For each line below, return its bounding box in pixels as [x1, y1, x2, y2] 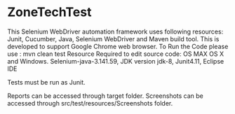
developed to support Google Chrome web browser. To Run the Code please [7, 42, 229, 50]
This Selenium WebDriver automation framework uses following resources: [7, 27, 224, 36]
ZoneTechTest [7, 4, 92, 20]
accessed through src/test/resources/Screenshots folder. [7, 99, 173, 107]
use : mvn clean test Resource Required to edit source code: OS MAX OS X [7, 50, 224, 58]
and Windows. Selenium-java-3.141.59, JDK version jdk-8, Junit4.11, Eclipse [7, 57, 224, 65]
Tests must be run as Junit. [7, 78, 86, 86]
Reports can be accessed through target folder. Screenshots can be [7, 92, 203, 100]
